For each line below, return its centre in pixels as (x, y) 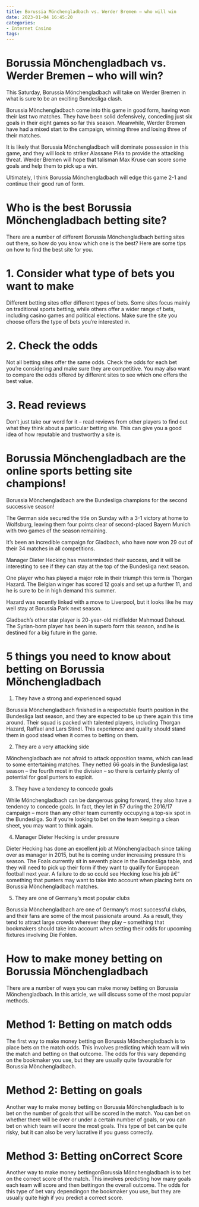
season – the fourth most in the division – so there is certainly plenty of (93, 770)
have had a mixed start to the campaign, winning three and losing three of (97, 129)
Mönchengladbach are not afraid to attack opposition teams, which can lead (99, 758)
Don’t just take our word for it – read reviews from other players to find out (97, 421)
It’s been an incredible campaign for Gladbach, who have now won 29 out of (99, 542)
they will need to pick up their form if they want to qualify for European (93, 867)
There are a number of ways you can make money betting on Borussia (92, 987)
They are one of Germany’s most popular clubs (72, 898)
